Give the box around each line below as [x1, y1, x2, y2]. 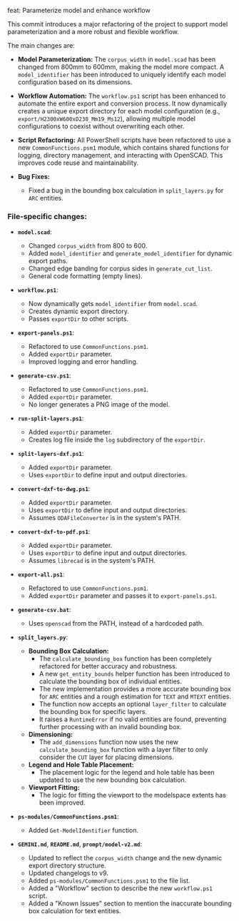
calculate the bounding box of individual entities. [39, 677, 182, 686]
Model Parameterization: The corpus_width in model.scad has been [17, 55, 216, 63]
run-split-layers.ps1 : [17, 414, 84, 423]
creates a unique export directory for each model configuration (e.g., [17, 107, 220, 115]
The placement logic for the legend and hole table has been [39, 768, 215, 777]
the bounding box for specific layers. [39, 708, 148, 716]
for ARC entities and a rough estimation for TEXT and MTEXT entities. [39, 692, 232, 701]
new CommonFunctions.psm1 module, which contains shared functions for [17, 143, 230, 152]
